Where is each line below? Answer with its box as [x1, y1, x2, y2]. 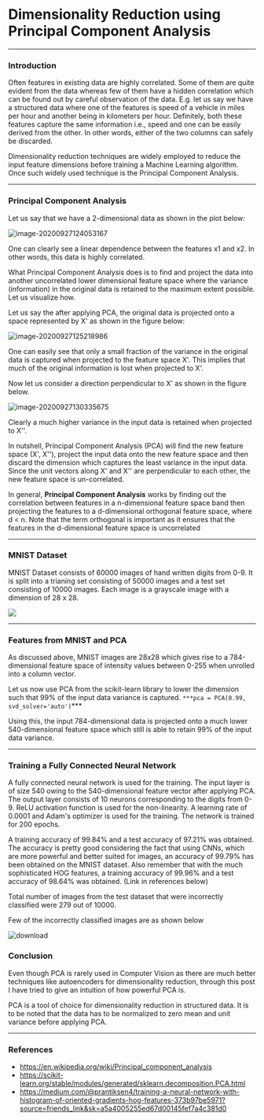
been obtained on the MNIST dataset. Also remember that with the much [8, 860, 244, 870]
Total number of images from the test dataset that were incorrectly [8, 892, 224, 901]
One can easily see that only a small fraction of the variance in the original [8, 346, 248, 356]
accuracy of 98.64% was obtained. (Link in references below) [8, 877, 208, 886]
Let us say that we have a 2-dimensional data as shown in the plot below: [8, 213, 246, 223]
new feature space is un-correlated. [8, 474, 124, 484]
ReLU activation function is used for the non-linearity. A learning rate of [16, 803, 247, 812]
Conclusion [8, 950, 53, 961]
